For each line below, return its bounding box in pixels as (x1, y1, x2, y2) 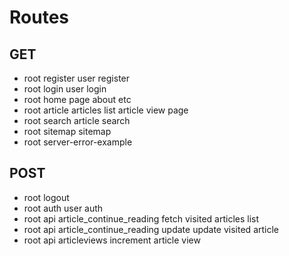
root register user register (23, 72, 131, 84)
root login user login (23, 83, 107, 95)
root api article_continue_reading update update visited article (23, 223, 279, 235)
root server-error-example (23, 136, 133, 148)
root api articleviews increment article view (23, 234, 201, 246)
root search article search (23, 115, 131, 126)
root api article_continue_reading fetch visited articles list (23, 212, 260, 225)
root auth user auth (23, 202, 104, 214)
